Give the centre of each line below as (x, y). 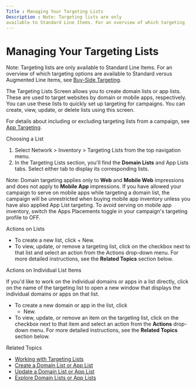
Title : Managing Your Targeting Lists (55, 11)
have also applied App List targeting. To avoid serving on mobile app (89, 205)
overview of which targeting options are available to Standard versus (89, 74)
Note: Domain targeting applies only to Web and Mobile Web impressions (95, 180)
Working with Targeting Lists (49, 359)
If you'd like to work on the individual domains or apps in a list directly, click (97, 282)
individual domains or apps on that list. (53, 294)
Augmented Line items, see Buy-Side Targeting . (64, 80)
